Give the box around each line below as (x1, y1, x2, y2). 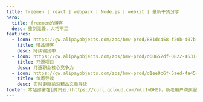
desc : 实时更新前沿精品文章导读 (17, 82, 88, 88)
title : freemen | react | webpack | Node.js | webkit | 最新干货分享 (6, 8, 179, 15)
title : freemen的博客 (11, 20, 63, 26)
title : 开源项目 (17, 59, 54, 65)
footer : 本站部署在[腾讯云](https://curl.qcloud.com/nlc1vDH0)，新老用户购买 (6, 87, 193, 93)
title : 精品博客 (17, 43, 54, 49)
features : (6, 31, 31, 37)
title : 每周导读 (17, 76, 54, 82)
